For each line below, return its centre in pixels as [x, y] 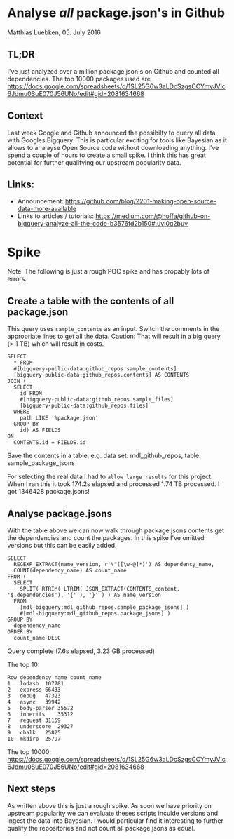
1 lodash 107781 [36, 683]
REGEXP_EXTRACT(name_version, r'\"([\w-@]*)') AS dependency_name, [114, 564]
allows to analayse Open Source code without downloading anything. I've [113, 147]
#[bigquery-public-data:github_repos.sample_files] [97, 400]
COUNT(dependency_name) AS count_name [70, 570]
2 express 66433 [34, 690]
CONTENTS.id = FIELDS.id [50, 443]
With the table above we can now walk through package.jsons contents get [116, 530]
